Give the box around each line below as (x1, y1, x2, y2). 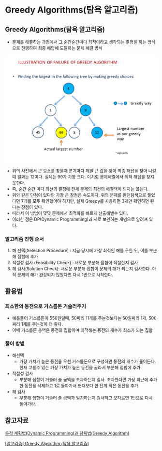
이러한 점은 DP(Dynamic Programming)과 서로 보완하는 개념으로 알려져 (12, 216, 148, 222)
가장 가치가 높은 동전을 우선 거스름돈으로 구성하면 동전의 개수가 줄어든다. (19, 358, 156, 364)
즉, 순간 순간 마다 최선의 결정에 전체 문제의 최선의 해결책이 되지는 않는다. (12, 186, 149, 192)
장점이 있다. (21, 204, 44, 210)
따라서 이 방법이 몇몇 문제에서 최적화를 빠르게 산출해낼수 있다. (12, 210, 129, 216)
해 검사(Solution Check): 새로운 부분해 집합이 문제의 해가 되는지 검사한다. (12, 265, 151, 272)
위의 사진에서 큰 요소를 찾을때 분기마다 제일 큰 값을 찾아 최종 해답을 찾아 (12, 168, 147, 174)
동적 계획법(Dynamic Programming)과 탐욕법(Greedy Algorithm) (5, 430, 130, 436)
